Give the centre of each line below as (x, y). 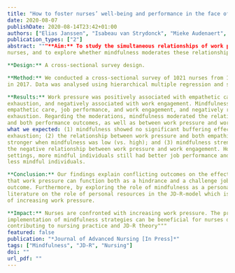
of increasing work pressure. (51, 200)
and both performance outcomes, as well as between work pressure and (112, 123)
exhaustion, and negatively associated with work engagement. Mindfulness (119, 103)
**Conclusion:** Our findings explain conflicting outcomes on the (108, 175)
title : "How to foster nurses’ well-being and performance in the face (114, 14)
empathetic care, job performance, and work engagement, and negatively (115, 110)
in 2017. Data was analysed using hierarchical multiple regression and (115, 84)
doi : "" (19, 252)
